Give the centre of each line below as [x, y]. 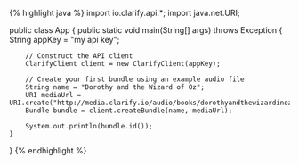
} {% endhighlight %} [48, 150]
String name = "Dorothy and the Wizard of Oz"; [115, 87]
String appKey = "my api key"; [65, 40]
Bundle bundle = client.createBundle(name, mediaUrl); [129, 111]
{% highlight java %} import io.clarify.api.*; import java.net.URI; [125, 13]
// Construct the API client [79, 56]
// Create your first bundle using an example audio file [135, 79]
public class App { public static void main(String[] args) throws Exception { [146, 30]
